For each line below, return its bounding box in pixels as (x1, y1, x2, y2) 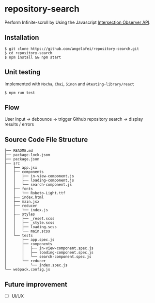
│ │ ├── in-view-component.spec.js (4, 246, 94, 251)
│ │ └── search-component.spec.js (4, 255, 92, 259)
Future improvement (4, 280, 67, 288)
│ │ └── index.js (4, 207, 48, 213)
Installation (4, 33, 39, 42)
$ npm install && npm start (4, 55, 62, 60)
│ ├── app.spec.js (4, 238, 55, 242)
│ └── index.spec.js (4, 263, 68, 268)
